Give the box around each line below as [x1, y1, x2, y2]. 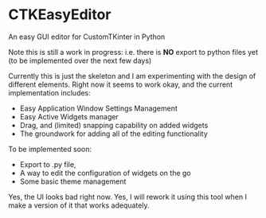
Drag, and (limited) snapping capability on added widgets [19, 120, 209, 130]
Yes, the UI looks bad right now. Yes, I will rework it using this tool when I [8, 192, 247, 201]
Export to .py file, [19, 159, 76, 169]
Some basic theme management [19, 177, 127, 186]
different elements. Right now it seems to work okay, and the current [8, 80, 233, 89]
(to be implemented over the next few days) [8, 56, 152, 65]
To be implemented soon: [8, 144, 92, 154]
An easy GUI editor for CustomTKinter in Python [8, 32, 166, 41]
